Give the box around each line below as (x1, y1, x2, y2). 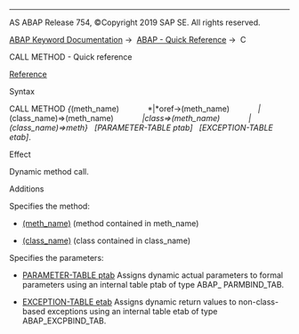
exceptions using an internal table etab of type (47, 306, 218, 316)
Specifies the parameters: (9, 253, 104, 263)
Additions (9, 183, 44, 194)
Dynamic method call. (9, 167, 89, 176)
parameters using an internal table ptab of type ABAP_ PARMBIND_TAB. (21, 280, 285, 289)
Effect (9, 149, 31, 159)
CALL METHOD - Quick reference (9, 52, 133, 62)
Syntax (9, 86, 36, 96)
